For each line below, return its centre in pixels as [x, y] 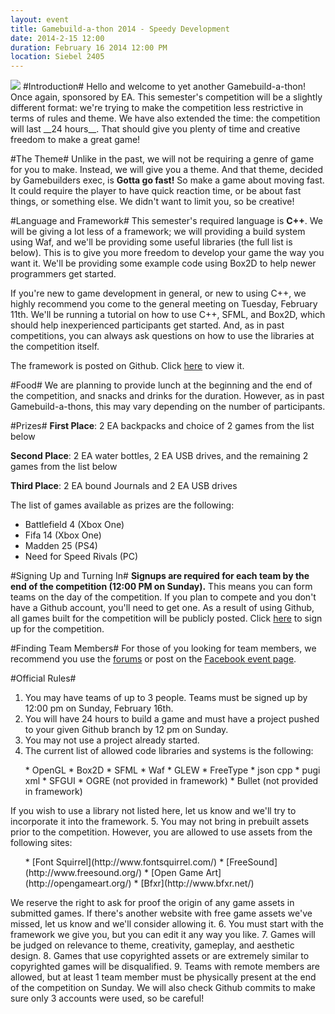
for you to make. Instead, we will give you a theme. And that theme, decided [167, 170]
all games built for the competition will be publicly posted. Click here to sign [166, 618]
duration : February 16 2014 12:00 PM [89, 47]
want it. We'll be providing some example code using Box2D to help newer [163, 263]
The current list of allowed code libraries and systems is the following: [169, 751]
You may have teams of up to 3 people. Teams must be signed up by [166, 698]
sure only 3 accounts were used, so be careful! [107, 998]
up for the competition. [57, 629]
